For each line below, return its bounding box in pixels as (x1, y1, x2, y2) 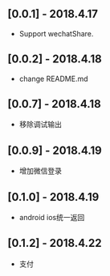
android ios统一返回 (18, 213, 85, 223)
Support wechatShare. (18, 28, 94, 38)
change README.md (18, 74, 89, 83)
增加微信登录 (18, 166, 62, 176)
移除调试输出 (18, 120, 62, 130)
